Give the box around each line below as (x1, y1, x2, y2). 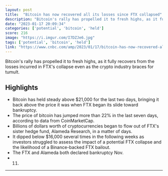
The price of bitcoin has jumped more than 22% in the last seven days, (12, 112, 158, 118)
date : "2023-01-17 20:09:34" (5, 21, 66, 26)
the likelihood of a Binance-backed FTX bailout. (12, 144, 111, 150)
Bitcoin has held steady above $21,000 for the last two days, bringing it (12, 96, 159, 102)
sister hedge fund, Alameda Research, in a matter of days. (12, 128, 132, 134)
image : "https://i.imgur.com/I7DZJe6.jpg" (5, 35, 95, 40)
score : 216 (5, 30, 28, 35)
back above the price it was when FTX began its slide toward (12, 102, 138, 108)
